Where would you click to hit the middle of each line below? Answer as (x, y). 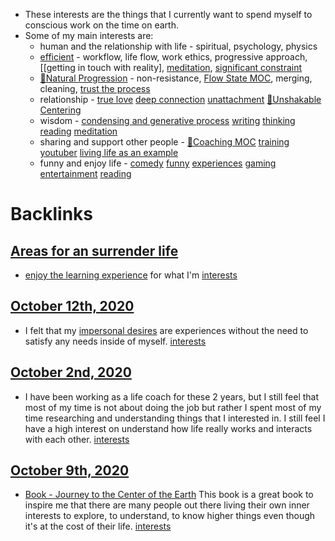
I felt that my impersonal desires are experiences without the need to (166, 330)
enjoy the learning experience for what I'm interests (131, 275)
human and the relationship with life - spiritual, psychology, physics (178, 46)
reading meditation (78, 131)
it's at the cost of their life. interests (98, 526)
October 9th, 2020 (70, 470)
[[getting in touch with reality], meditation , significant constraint (171, 67)
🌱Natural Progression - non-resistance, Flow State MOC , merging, (176, 78)
